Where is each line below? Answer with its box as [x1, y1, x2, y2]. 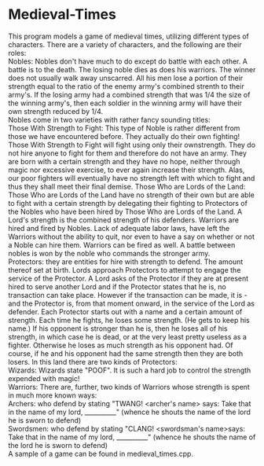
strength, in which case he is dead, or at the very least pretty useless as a [8, 332, 247, 341]
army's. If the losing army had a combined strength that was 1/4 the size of [8, 90, 251, 99]
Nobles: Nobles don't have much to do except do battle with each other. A [8, 57, 247, 66]
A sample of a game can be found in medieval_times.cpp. [8, 449, 194, 458]
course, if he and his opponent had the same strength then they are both [8, 348, 244, 358]
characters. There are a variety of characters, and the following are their [8, 39, 242, 49]
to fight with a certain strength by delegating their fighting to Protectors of [8, 198, 247, 207]
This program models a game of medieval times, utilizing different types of [8, 31, 250, 41]
